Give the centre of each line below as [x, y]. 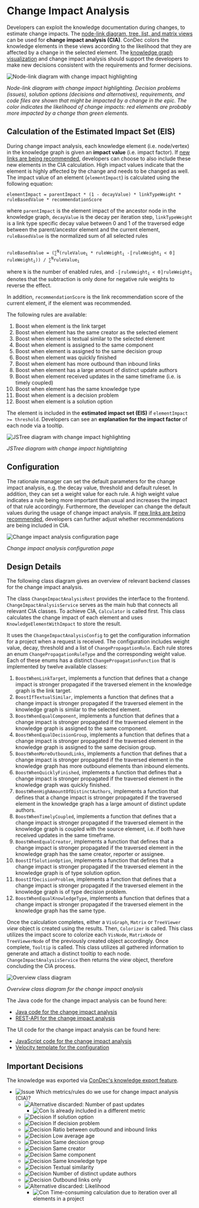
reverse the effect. [29, 285]
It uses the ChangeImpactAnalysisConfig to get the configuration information [99, 635]
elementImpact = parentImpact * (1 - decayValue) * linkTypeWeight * [94, 194]
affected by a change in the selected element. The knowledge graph [90, 52]
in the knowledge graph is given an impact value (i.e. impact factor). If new [98, 152]
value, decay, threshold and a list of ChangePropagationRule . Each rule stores [99, 648]
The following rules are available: [47, 314]
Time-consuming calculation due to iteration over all [114, 1193]
